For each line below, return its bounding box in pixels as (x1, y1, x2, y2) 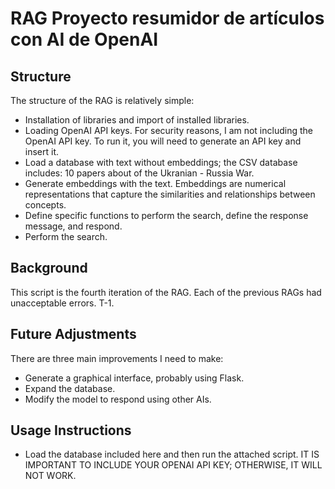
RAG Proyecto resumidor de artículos (10, 7, 325, 30)
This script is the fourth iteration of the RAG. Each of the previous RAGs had (10, 286, 322, 298)
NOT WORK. (24, 470, 77, 482)
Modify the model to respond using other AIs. (24, 393, 212, 405)
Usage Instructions (10, 422, 132, 439)
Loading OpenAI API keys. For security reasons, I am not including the (24, 125, 313, 136)
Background (10, 260, 88, 277)
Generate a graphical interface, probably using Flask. (24, 372, 245, 384)
